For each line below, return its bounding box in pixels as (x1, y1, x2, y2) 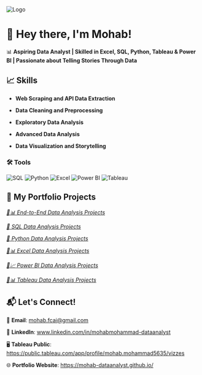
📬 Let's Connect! (6, 297, 76, 307)
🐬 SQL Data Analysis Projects (6, 223, 81, 230)
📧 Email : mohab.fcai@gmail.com (6, 316, 89, 323)
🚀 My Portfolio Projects (6, 192, 96, 203)
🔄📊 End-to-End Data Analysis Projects (6, 209, 106, 216)
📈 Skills (6, 75, 38, 86)
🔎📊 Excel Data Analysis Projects (6, 247, 90, 254)
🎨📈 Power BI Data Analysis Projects (6, 261, 98, 269)
